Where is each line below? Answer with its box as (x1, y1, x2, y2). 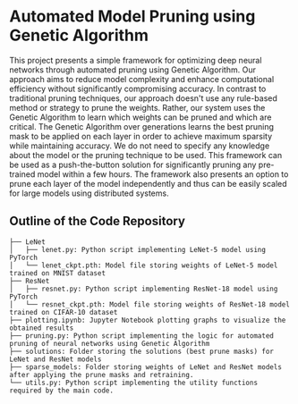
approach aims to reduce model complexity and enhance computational (9, 73, 275, 84)
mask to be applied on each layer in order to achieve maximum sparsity (9, 130, 273, 141)
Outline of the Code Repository (9, 214, 186, 229)
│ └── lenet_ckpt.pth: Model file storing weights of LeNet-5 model (9, 261, 278, 270)
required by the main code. (9, 386, 115, 395)
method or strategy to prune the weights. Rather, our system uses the (9, 102, 266, 113)
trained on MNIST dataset (9, 268, 106, 278)
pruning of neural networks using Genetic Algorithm (9, 339, 210, 348)
